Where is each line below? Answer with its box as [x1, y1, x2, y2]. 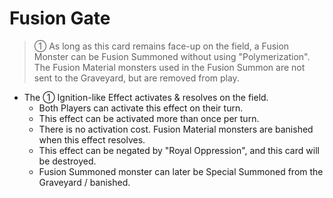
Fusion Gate [9, 7, 111, 30]
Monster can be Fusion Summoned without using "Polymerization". [33, 50, 311, 62]
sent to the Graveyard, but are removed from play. [33, 72, 240, 84]
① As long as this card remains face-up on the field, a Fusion [33, 40, 290, 52]
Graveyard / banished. [38, 176, 131, 188]
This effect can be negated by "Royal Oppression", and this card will [38, 144, 320, 156]
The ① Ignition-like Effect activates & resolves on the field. [23, 91, 269, 103]
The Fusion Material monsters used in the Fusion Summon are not [33, 61, 306, 73]
